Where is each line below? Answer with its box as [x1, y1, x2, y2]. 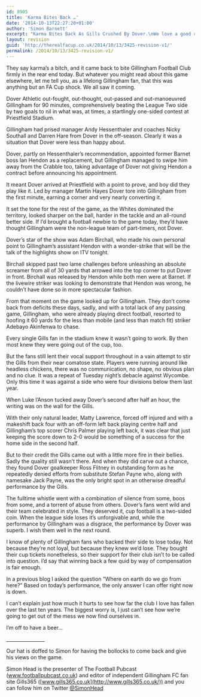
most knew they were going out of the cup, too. [6, 341, 123, 348]
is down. [6, 588, 28, 595]
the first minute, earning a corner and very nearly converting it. [6, 193, 162, 201]
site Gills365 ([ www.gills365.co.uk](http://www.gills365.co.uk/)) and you [6, 678, 184, 685]
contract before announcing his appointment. [6, 169, 118, 176]
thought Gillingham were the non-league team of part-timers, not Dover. [6, 224, 184, 232]
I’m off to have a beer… [6, 624, 63, 631]
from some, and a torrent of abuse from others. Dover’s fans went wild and [6, 501, 190, 508]
